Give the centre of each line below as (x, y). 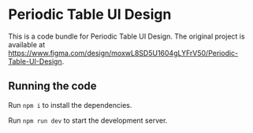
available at (27, 44)
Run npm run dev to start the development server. (88, 120)
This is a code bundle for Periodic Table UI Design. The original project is (127, 36)
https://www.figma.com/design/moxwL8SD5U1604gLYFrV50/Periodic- (123, 53)
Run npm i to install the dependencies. (70, 105)
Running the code (52, 86)
